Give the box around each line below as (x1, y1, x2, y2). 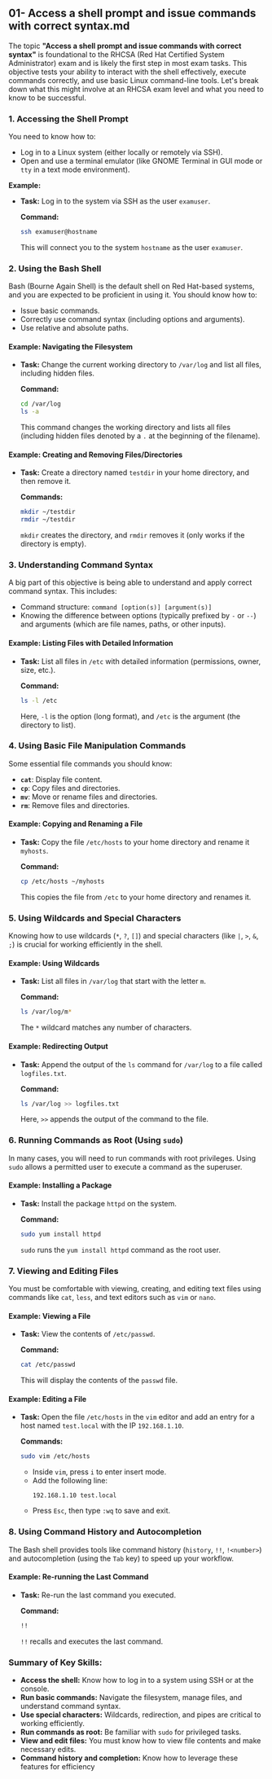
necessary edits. (20, 1744, 77, 1754)
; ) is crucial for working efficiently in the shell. (8, 940, 163, 950)
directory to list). (20, 720, 76, 730)
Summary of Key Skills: (8, 1657, 103, 1668)
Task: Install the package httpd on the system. (20, 1198, 178, 1208)
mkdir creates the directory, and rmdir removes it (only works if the (20, 530, 245, 540)
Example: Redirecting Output (8, 1041, 108, 1051)
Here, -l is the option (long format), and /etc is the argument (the (20, 711, 241, 721)
